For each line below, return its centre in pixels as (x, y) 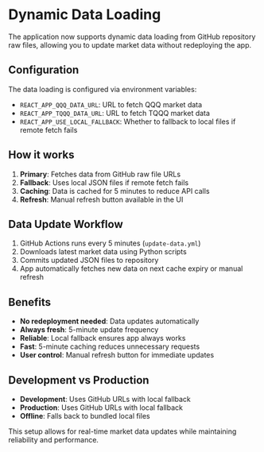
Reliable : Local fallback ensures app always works (103, 338)
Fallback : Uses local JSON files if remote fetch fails (104, 182)
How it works (41, 155)
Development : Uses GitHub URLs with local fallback (105, 399)
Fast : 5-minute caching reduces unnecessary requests (110, 346)
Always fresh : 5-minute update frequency (89, 330)
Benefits (30, 302)
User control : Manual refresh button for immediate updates (117, 355)
